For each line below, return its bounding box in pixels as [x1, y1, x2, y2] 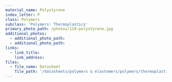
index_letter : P [5, 12, 40, 17]
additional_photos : [5, 31, 47, 36]
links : [5, 45, 19, 50]
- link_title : [10, 50, 40, 55]
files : [5, 60, 19, 65]
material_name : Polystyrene [5, 7, 66, 13]
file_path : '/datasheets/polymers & [14, 69, 93, 74]
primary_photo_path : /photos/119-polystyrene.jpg [5, 26, 114, 32]
